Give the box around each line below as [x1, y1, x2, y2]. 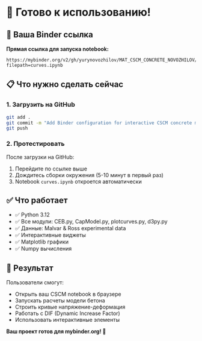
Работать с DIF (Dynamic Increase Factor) [14, 310, 120, 317]
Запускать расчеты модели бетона [14, 297, 105, 304]
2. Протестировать [6, 140, 65, 148]
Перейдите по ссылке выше [14, 165, 87, 172]
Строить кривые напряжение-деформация [14, 304, 126, 311]
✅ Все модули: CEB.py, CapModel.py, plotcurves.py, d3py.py [14, 218, 168, 225]
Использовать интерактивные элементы [14, 316, 120, 324]
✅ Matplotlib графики [14, 238, 69, 246]
